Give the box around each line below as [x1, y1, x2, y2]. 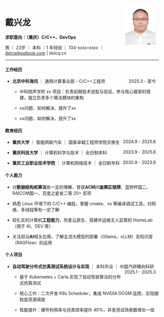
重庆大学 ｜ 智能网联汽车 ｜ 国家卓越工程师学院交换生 [12, 139, 120, 145]
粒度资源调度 [19, 296, 45, 302]
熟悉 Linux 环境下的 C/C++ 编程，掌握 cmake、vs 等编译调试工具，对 [12, 200, 152, 206]
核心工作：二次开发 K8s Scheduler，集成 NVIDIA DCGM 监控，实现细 [19, 290, 159, 296]
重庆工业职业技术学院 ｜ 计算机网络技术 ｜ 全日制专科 [12, 160, 120, 166]
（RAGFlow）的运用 [12, 239, 52, 245]
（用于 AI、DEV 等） [12, 223, 54, 229]
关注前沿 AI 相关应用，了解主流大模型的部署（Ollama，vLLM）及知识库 [12, 233, 153, 239]
